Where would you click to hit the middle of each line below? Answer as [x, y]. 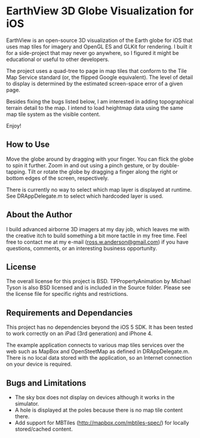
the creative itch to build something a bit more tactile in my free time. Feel [96, 235]
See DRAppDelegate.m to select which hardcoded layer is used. [85, 196]
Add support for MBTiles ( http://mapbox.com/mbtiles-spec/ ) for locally [102, 423]
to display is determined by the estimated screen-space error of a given [95, 83]
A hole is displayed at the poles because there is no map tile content [99, 410]
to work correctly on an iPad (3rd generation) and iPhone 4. [79, 333]
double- [170, 165]
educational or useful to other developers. [58, 59]
